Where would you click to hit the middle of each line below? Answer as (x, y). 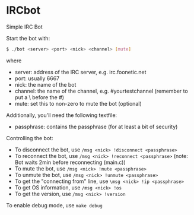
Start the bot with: (28, 38)
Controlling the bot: (30, 138)
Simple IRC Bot (24, 27)
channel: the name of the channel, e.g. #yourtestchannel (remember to (101, 91)
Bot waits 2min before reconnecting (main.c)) (70, 162)
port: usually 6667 (37, 78)
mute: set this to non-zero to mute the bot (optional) (78, 103)
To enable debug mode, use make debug (54, 205)
